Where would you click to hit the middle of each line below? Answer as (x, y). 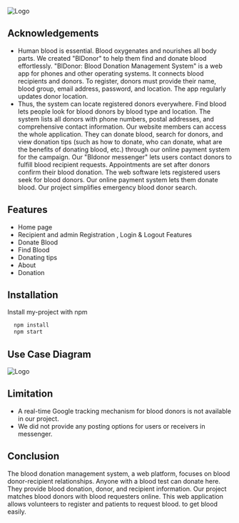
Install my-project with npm (47, 312)
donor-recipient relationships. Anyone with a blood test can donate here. (114, 481)
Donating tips (37, 257)
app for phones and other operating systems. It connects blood (111, 73)
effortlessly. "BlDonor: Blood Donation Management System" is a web (120, 66)
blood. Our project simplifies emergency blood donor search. (107, 187)
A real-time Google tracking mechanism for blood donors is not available (124, 411)
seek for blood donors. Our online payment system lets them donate (118, 179)
